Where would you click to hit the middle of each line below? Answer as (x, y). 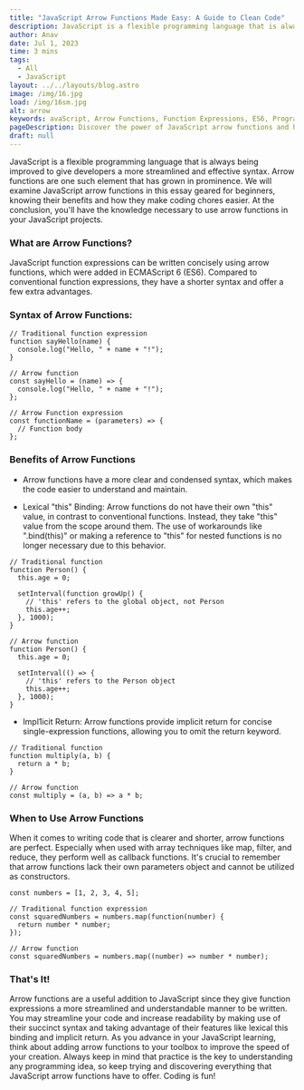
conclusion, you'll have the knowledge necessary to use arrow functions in (149, 209)
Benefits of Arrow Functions (72, 460)
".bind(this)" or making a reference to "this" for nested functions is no (152, 535)
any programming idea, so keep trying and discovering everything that (141, 1066)
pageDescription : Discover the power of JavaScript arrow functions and (149, 128)
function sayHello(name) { (60, 342)
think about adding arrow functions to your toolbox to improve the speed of (149, 1047)
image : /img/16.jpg (46, 93)
